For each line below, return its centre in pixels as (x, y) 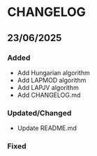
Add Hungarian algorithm (53, 72)
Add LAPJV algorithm (48, 87)
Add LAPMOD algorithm (52, 80)
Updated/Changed (39, 113)
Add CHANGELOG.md (49, 95)
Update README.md (47, 128)
